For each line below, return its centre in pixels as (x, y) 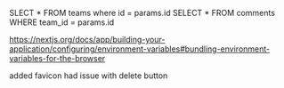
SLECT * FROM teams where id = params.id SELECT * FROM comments (142, 13)
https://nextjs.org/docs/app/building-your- (87, 40)
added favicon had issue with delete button (89, 76)
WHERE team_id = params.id (62, 22)
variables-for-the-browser (57, 58)
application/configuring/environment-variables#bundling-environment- (140, 49)
